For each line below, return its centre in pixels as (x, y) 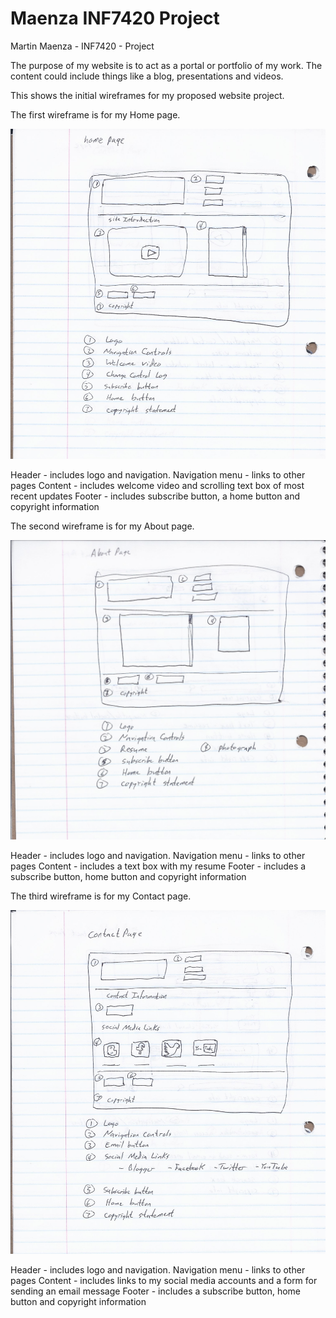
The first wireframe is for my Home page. (95, 114)
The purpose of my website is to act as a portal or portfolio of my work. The (166, 65)
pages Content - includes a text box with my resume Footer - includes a (158, 866)
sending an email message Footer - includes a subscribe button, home (155, 1291)
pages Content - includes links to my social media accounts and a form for (164, 1281)
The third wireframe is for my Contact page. (101, 896)
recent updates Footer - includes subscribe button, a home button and (155, 496)
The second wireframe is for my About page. (102, 526)
